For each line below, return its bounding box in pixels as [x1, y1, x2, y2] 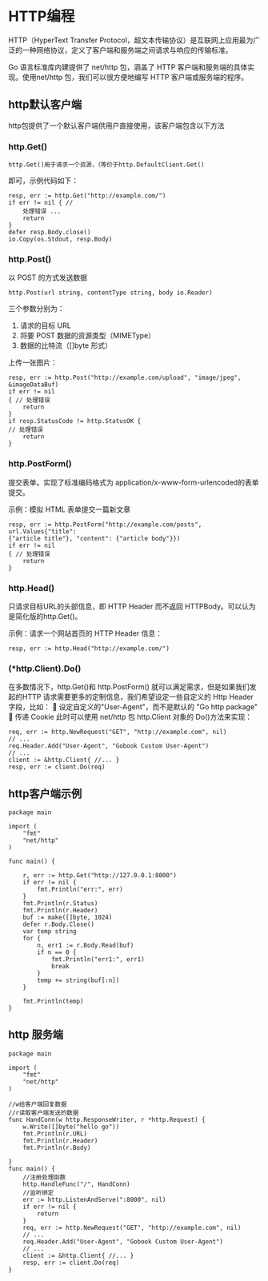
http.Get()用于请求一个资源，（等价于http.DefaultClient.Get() [8, 161, 206, 169]
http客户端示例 [8, 787, 82, 800]
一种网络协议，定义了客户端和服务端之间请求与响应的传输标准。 [22, 45, 233, 54]
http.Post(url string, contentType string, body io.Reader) [8, 289, 214, 297]
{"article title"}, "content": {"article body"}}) [8, 534, 181, 542]
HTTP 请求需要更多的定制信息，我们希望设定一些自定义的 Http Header [22, 692, 254, 702]
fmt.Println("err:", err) [37, 885, 124, 894]
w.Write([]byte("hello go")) [22, 1123, 120, 1131]
